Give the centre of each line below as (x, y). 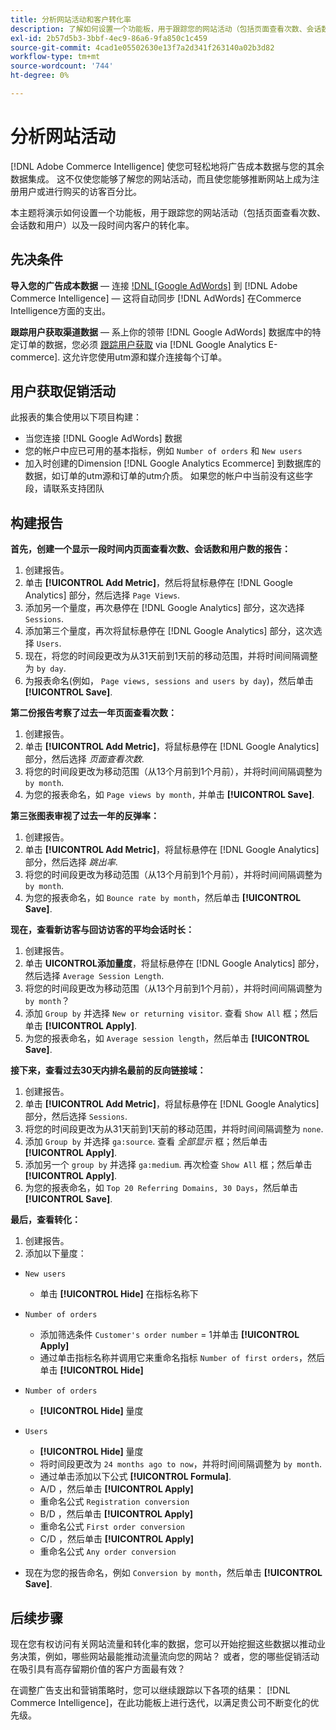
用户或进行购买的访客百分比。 (80, 191)
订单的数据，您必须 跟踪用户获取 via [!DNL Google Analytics (142, 344)
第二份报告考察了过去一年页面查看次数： (93, 713)
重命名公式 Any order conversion (108, 1552)
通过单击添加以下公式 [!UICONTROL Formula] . (135, 1477)
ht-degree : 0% (40, 76)
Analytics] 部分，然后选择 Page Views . (102, 595)
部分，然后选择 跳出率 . (71, 862)
